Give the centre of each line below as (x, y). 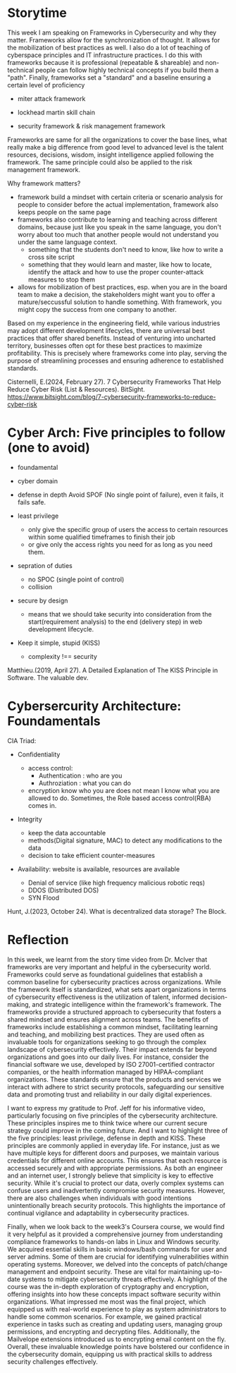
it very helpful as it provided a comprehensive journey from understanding (115, 1234)
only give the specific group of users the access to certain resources (128, 529)
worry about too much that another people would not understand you (118, 234)
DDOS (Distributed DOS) (63, 890)
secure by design (43, 600)
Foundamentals (54, 721)
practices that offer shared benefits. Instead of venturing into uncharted (112, 338)
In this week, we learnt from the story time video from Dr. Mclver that (107, 959)
